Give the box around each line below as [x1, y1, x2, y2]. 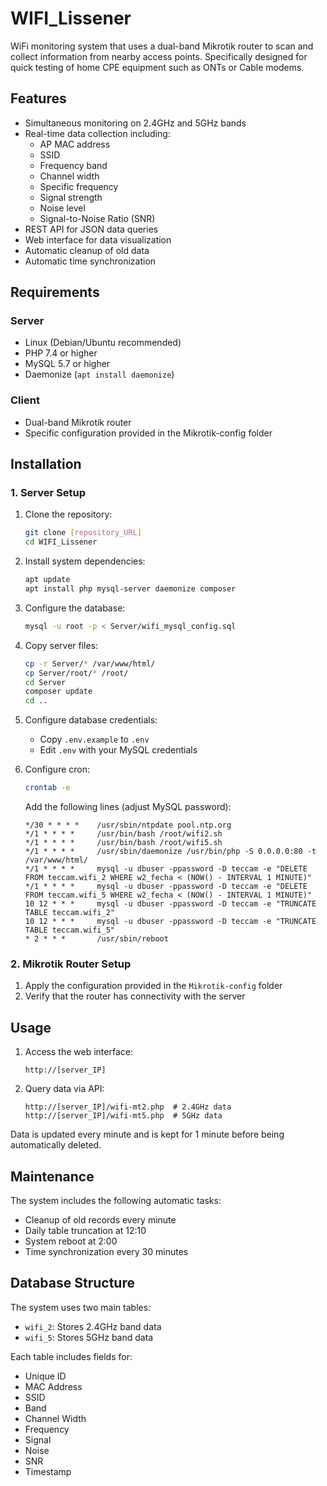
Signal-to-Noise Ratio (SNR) [39, 212, 156, 224]
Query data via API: [24, 1083, 105, 1095]
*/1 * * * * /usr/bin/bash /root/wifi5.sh [24, 838, 223, 848]
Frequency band [39, 159, 108, 171]
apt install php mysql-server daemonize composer [24, 584, 237, 594]
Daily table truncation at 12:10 [24, 1224, 147, 1236]
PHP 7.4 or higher [24, 347, 98, 359]
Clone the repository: [24, 508, 113, 521]
